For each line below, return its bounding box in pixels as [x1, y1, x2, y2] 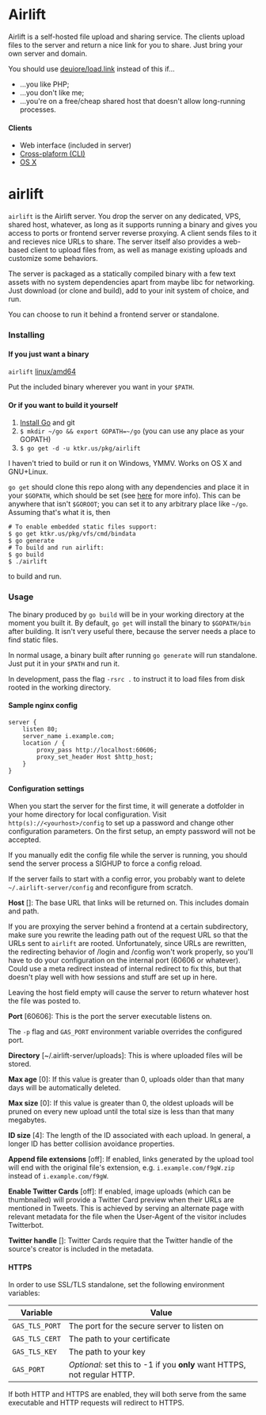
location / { [22, 739, 66, 747]
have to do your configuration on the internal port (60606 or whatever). [8, 956, 241, 965]
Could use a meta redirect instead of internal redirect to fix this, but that [8, 964, 242, 974]
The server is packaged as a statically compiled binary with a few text [8, 269, 236, 279]
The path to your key [68, 1347, 146, 1358]
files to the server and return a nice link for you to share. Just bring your [8, 40, 243, 49]
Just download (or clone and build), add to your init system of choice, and [8, 286, 249, 295]
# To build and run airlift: [8, 544, 104, 552]
